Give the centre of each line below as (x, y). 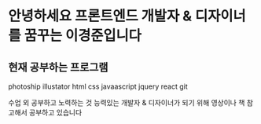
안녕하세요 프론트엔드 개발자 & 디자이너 (127, 16)
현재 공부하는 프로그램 (58, 67)
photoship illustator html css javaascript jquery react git (98, 86)
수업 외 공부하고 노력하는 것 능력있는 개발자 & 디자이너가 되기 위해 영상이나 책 (127, 102)
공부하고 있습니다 (55, 112)
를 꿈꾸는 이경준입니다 (75, 36)
